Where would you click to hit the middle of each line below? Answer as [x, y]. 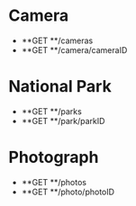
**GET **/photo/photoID [68, 192]
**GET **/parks [51, 111]
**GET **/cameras [57, 40]
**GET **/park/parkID [63, 121]
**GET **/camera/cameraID [74, 49]
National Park [60, 87]
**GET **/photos [54, 182]
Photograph [54, 157]
